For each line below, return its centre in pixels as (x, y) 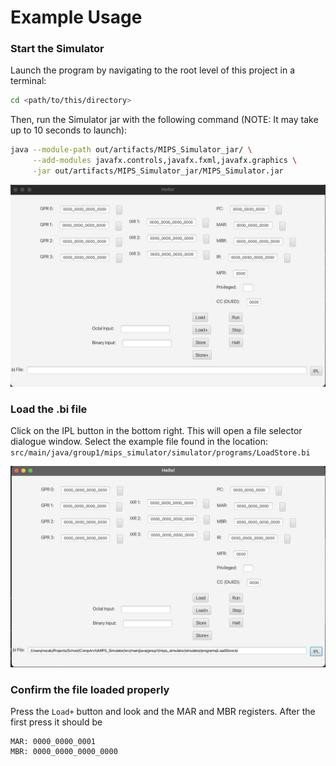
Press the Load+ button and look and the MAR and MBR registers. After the (163, 712)
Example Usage (76, 17)
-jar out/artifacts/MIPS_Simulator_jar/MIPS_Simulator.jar (158, 171)
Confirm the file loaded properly (90, 689)
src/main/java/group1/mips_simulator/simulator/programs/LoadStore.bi (160, 453)
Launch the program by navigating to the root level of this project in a (152, 70)
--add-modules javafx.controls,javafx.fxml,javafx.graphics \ (165, 161)
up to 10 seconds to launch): (69, 130)
